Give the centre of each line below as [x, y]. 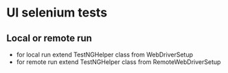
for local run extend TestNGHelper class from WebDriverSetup [105, 54]
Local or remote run [49, 38]
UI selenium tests [57, 13]
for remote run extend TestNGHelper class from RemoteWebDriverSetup [118, 62]
